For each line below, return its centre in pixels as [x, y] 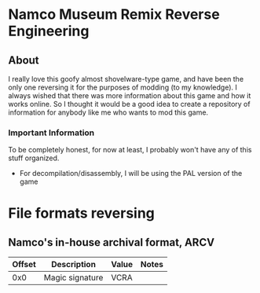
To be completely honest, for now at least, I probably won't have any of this [130, 150]
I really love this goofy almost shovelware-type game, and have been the [126, 79]
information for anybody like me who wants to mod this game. [108, 112]
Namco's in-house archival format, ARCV [111, 242]
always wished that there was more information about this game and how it [130, 95]
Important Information [51, 133]
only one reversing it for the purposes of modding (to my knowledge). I [123, 87]
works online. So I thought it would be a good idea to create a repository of [129, 104]
